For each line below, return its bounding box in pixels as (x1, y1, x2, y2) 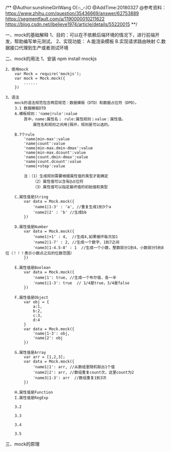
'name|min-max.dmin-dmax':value (24, 146, 93, 151)
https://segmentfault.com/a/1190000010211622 (5, 16, 105, 22)
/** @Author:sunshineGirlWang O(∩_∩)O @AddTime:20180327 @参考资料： (5, 5, 167, 10)
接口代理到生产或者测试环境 (9, 45, 68, 50)
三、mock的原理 (5, 441, 40, 447)
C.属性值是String (14, 194, 49, 200)
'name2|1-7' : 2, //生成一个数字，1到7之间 (32, 240, 120, 245)
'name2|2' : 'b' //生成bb (32, 210, 87, 215)
